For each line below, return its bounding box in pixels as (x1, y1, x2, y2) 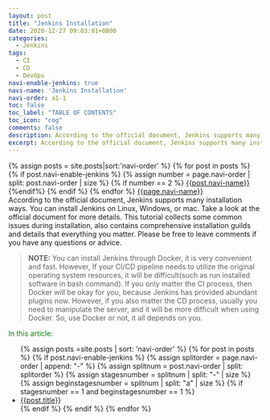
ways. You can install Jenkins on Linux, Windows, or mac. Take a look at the (8, 203, 260, 213)
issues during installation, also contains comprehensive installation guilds (8, 220, 252, 230)
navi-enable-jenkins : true (8, 79, 99, 87)
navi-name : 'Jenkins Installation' (8, 86, 128, 95)
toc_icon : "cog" (8, 116, 63, 124)
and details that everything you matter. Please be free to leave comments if (8, 229, 257, 239)
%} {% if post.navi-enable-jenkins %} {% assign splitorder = (19, 353, 221, 362)
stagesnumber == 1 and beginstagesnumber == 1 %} (19, 386, 195, 396)
